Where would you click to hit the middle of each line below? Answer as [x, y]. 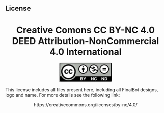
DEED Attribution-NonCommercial [86, 41]
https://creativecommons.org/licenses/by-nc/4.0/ [86, 105]
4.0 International [86, 51]
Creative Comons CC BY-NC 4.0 [86, 30]
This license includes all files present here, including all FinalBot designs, [82, 90]
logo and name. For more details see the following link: [63, 95]
